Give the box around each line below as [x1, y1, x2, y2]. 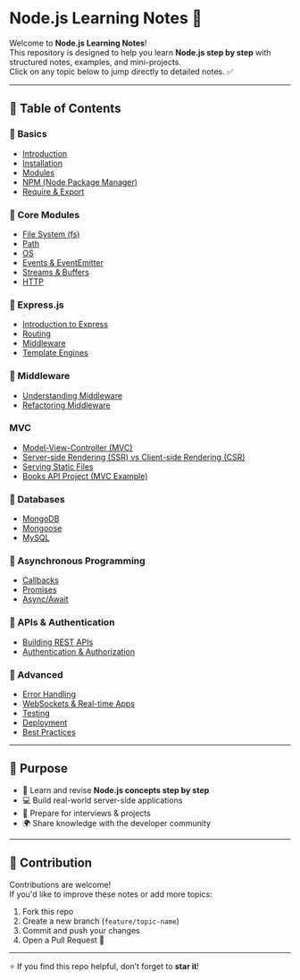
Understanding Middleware [21, 390, 123, 401]
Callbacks [21, 575, 60, 586]
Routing [21, 328, 52, 339]
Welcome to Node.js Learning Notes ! [9, 38, 147, 48]
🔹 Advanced [9, 668, 63, 680]
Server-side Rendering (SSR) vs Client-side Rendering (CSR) [21, 452, 246, 462]
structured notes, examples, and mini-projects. [9, 56, 181, 67]
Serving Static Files [21, 460, 94, 472]
